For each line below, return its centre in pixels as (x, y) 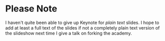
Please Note (31, 9)
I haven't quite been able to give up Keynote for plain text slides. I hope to (82, 22)
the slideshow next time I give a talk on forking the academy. (69, 33)
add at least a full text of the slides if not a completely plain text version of (82, 27)
